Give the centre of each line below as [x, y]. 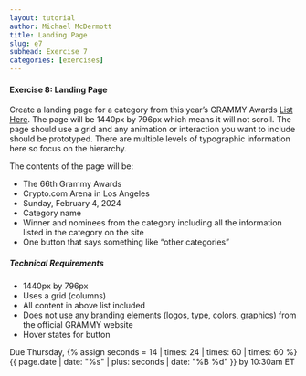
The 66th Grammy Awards [72, 184]
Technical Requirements [57, 263]
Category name [52, 213]
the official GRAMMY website [78, 325]
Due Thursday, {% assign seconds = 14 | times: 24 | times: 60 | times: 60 [147, 352]
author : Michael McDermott [61, 26]
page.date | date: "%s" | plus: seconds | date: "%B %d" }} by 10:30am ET [156, 362]
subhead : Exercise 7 [49, 52]
